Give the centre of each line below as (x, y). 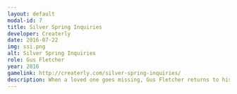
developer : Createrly (39, 34)
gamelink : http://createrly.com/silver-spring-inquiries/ (94, 73)
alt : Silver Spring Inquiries (52, 54)
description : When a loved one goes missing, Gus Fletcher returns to (113, 80)
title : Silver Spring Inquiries (55, 27)
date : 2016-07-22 (33, 40)
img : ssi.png (26, 47)
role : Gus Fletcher (36, 60)
